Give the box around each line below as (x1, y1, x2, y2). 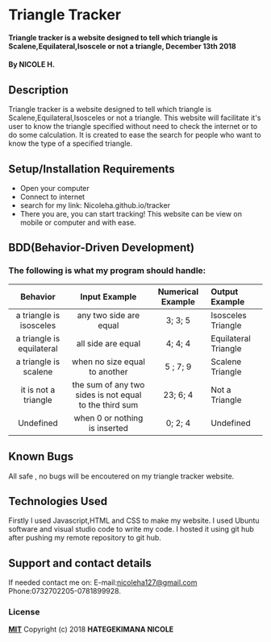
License (8, 607, 40, 618)
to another (88, 366, 128, 377)
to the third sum (78, 399, 139, 410)
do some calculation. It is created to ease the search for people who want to (8, 130, 261, 140)
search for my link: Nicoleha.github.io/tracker (19, 201, 171, 210)
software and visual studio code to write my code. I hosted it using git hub (8, 524, 254, 534)
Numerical (157, 286, 199, 297)
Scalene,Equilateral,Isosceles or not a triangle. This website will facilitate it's (8, 113, 261, 122)
